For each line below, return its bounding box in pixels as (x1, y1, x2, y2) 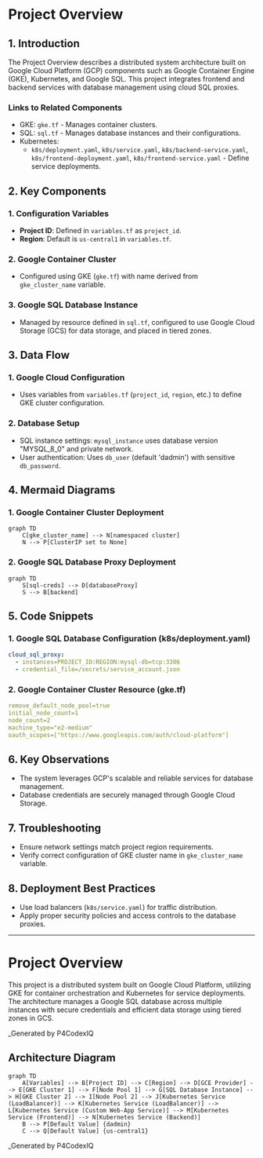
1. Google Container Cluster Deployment (8, 506, 164, 517)
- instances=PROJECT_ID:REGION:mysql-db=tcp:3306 (15, 658, 180, 667)
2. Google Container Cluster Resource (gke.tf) (8, 684, 186, 695)
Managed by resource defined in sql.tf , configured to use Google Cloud (19, 317, 255, 327)
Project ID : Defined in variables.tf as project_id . (19, 225, 182, 235)
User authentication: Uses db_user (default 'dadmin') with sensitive (19, 452, 236, 462)
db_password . (19, 461, 61, 470)
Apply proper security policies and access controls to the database (19, 911, 236, 920)
